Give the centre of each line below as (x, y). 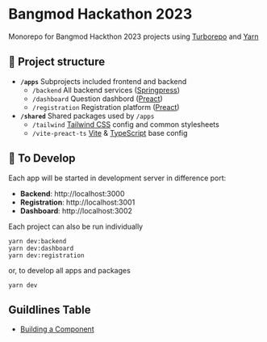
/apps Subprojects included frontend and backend (103, 81)
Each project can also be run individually (76, 226)
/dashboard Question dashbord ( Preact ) (97, 99)
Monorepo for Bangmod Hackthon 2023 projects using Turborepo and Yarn (133, 36)
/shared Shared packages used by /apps (87, 116)
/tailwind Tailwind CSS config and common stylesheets (125, 124)
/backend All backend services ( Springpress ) (106, 90)
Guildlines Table (50, 309)
